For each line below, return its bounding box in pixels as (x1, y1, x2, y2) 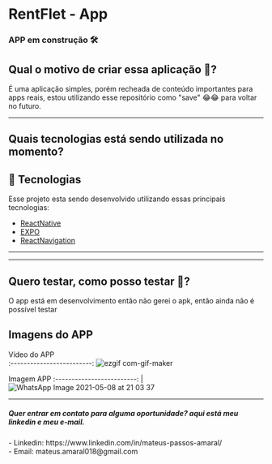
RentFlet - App (8, 5, 108, 24)
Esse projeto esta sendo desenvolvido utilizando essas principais (8, 194, 226, 204)
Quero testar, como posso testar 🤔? (8, 274, 190, 288)
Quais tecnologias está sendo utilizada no (8, 132, 224, 146)
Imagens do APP (8, 328, 93, 342)
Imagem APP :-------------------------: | (8, 374, 143, 384)
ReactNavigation (19, 236, 75, 246)
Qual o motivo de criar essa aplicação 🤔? (8, 62, 217, 76)
